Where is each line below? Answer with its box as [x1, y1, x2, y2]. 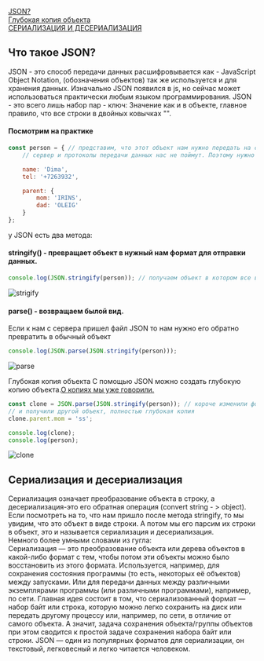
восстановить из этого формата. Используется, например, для [8, 561, 220, 570]
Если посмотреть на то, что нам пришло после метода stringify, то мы [8, 510, 244, 520]
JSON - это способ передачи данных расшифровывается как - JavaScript [8, 67, 256, 76]
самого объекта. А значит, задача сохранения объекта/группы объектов [8, 619, 253, 629]
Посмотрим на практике [8, 126, 93, 136]
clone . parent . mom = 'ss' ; [8, 414, 93, 422]
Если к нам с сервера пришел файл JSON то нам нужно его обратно [8, 323, 240, 333]
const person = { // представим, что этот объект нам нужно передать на [8, 144, 251, 152]
